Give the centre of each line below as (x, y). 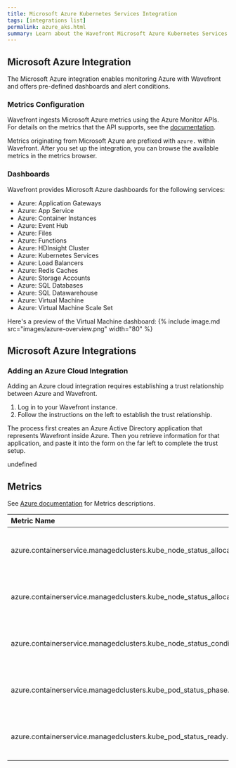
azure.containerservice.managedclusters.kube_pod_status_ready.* (122, 737)
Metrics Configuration (46, 104)
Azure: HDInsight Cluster (53, 248)
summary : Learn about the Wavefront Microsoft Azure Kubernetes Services (118, 33)
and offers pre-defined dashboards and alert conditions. (89, 87)
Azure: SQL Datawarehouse (58, 293)
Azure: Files (35, 233)
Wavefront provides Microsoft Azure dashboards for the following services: (116, 189)
